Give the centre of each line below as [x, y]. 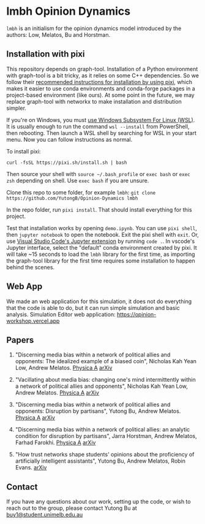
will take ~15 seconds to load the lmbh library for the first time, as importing [101, 254]
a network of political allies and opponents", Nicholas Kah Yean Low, [102, 386]
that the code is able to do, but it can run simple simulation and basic [93, 307]
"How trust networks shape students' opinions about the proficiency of [105, 455]
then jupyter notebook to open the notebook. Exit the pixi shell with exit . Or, [102, 234]
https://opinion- [136, 314]
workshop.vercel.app [33, 321]
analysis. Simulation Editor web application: [61, 314]
